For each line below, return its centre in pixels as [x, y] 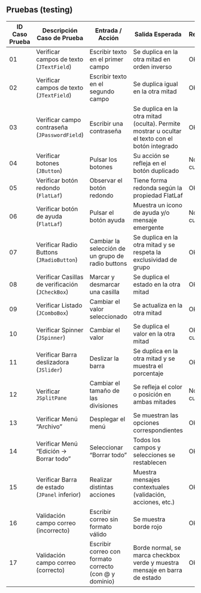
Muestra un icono [158, 205]
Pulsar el [102, 212]
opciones [146, 422]
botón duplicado [156, 171]
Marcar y [102, 276]
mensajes [147, 479]
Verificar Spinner [60, 330]
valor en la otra [154, 333]
